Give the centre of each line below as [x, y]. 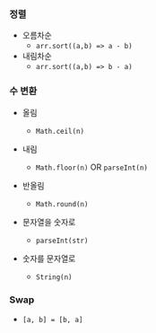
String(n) [54, 277]
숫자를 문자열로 [49, 259]
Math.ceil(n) [60, 131]
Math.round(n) [62, 204]
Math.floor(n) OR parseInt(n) [92, 167]
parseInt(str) [62, 241]
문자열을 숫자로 [49, 222]
